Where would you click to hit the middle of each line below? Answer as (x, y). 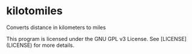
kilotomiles (34, 11)
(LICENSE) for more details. (40, 45)
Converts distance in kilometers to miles (56, 27)
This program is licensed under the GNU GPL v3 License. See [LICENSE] (97, 39)
